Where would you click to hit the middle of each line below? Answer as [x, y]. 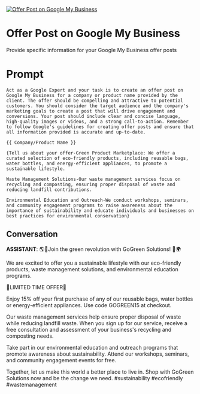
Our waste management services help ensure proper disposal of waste [94, 317]
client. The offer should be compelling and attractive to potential [95, 101]
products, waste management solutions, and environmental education [92, 269]
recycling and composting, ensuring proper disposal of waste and [91, 184]
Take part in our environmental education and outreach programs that [92, 347]
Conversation [32, 234]
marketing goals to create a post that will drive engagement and [91, 111]
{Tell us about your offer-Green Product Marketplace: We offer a [91, 153]
